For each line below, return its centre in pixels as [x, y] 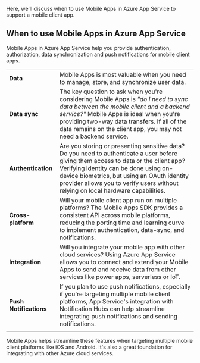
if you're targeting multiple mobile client [115, 294]
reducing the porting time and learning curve [122, 223]
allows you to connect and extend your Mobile [124, 262]
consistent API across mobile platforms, [115, 215]
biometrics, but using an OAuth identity [134, 176]
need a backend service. [94, 136]
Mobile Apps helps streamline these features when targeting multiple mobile [100, 340]
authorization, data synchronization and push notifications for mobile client [98, 54]
